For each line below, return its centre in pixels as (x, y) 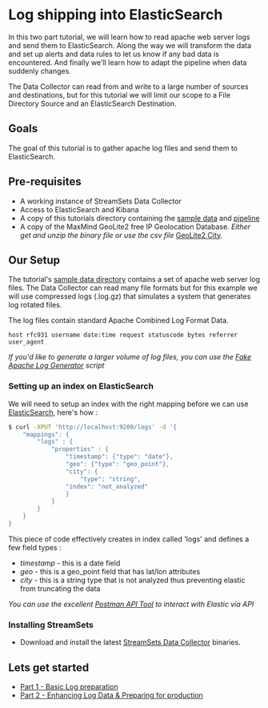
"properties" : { (80, 449)
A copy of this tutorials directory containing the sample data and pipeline (140, 218)
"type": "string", (110, 479)
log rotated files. (35, 305)
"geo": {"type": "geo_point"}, (118, 465)
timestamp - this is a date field (70, 563)
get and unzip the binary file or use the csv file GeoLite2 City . (121, 235)
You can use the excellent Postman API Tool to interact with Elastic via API (131, 604)
